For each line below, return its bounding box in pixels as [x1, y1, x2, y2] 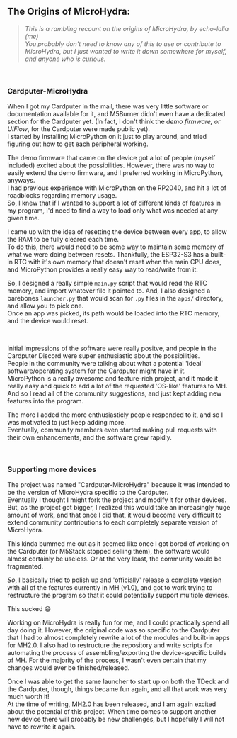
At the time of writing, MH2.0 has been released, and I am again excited [7, 700, 216, 708]
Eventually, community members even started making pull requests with [7, 425, 217, 435]
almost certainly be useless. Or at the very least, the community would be [7, 554, 222, 563]
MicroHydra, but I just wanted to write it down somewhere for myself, [24, 47, 227, 55]
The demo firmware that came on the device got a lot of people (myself [7, 154, 216, 162]
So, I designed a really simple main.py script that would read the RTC [7, 279, 207, 288]
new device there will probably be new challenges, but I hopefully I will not [7, 715, 225, 724]
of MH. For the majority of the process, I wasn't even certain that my [7, 656, 207, 665]
